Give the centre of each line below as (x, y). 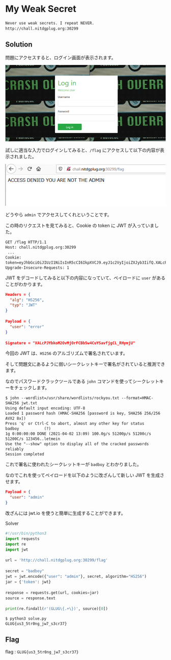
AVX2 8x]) (16, 419)
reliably (15, 449)
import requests (22, 539)
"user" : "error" (27, 327)
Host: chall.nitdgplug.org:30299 (41, 247)
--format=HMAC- (137, 398)
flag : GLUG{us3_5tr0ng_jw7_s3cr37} (42, 651)
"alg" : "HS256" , (27, 300)
